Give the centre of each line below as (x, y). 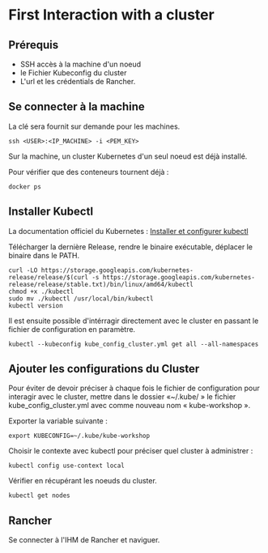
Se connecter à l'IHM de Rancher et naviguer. (84, 540)
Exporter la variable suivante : (58, 421)
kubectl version (36, 305)
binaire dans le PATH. (44, 255)
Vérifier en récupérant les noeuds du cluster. (83, 481)
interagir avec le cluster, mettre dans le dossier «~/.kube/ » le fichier (122, 397)
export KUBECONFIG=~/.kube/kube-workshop (79, 436)
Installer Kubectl (51, 212)
